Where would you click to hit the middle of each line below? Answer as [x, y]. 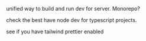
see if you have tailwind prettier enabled [55, 31]
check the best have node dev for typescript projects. [72, 20]
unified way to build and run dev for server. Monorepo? [73, 9]
